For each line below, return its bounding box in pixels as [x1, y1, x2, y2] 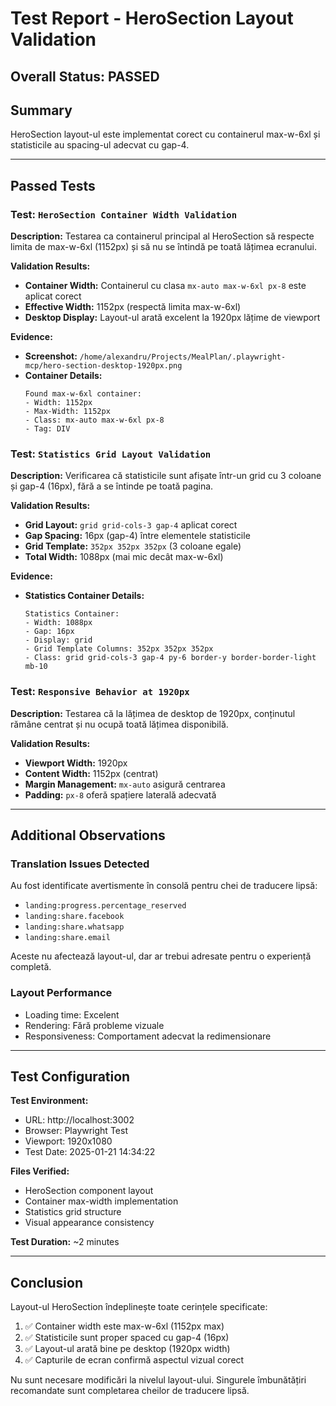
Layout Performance [10, 986, 113, 1000]
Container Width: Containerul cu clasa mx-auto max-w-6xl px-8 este [24, 280, 307, 292]
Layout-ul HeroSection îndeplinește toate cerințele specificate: [10, 1301, 268, 1313]
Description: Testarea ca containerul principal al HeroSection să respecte [10, 230, 315, 242]
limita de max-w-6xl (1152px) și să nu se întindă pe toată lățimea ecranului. [10, 241, 317, 253]
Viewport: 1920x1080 [24, 1135, 113, 1147]
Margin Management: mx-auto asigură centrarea [24, 778, 226, 790]
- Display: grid [24, 635, 93, 646]
